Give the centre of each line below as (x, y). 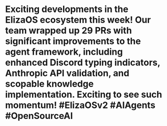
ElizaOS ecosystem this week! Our (78, 20)
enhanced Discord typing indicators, (83, 62)
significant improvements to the (73, 41)
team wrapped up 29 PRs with (68, 31)
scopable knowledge (49, 84)
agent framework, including (64, 52)
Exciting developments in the (67, 9)
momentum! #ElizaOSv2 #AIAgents (80, 105)
